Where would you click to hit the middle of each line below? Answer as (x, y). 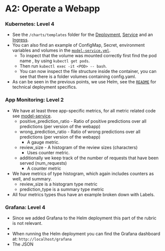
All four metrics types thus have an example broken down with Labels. (83, 194)
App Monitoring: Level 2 (34, 100)
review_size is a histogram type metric (58, 184)
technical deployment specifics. (45, 87)
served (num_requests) (43, 163)
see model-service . (32, 116)
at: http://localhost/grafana (42, 239)
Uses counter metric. (48, 152)
